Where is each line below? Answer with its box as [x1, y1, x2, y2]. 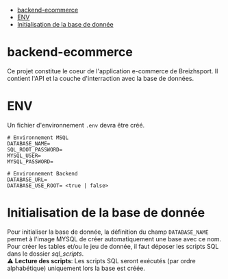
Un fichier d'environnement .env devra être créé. [7, 121, 145, 129]
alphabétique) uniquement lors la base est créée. [7, 264, 145, 272]
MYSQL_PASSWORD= [7, 158, 53, 165]
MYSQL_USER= [7, 152, 41, 159]
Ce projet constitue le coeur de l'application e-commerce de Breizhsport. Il [7, 66, 218, 75]
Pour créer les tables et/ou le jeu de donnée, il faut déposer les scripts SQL [7, 242, 219, 250]
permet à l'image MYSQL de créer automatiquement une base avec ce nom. [7, 234, 222, 243]
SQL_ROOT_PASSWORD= [7, 146, 63, 153]
